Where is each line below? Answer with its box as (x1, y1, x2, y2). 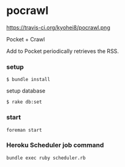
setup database (6, 87, 46, 94)
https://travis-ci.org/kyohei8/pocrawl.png (6, 24, 111, 31)
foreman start (6, 127, 43, 133)
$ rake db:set (6, 99, 43, 105)
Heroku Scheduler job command (6, 141, 104, 149)
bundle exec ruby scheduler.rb (6, 155, 86, 161)
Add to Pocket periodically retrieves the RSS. (6, 47, 119, 55)
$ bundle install (6, 77, 51, 83)
